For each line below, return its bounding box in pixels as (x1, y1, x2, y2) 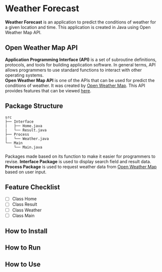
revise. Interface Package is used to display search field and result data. (5, 158, 151, 164)
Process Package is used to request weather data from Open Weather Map (5, 164, 157, 169)
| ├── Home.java (5, 123, 42, 128)
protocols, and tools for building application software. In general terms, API (5, 62, 156, 67)
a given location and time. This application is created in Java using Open (5, 24, 151, 30)
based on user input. (5, 169, 47, 175)
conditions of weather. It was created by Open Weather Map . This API (5, 83, 145, 88)
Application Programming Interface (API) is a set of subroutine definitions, (5, 57, 157, 63)
